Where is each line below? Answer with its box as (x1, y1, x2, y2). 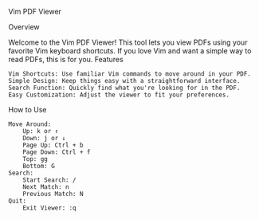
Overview (8, 22, 40, 31)
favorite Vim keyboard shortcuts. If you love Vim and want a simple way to (8, 46, 252, 55)
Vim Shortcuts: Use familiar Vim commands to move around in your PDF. (8, 70, 251, 78)
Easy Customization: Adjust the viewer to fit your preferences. (8, 91, 230, 99)
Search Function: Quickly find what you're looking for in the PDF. (8, 84, 241, 92)
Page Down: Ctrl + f (22, 148, 91, 156)
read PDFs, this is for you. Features (8, 55, 124, 64)
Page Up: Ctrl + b (22, 141, 84, 149)
